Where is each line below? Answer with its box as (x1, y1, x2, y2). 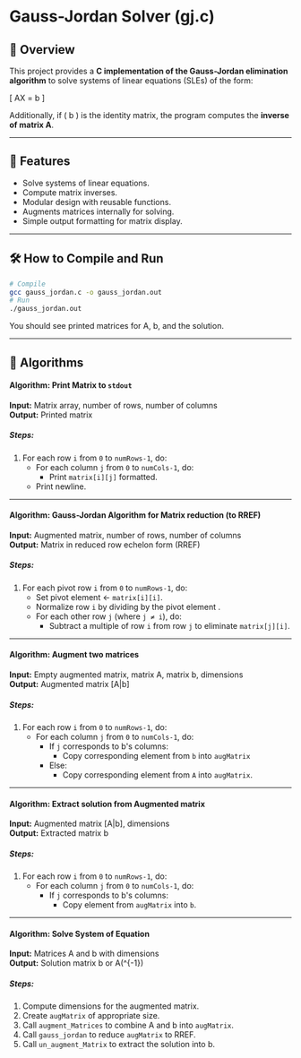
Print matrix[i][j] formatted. (48, 471, 159, 482)
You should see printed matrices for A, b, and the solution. (9, 321, 224, 331)
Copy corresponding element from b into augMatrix (62, 751, 251, 761)
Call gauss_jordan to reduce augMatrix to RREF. (21, 1029, 196, 1040)
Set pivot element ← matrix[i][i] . (35, 591, 163, 602)
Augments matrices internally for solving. (21, 206, 175, 217)
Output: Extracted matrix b (9, 828, 109, 839)
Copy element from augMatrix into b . (62, 899, 197, 910)
